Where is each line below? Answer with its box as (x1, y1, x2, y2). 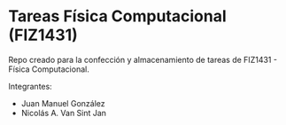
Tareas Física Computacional (8, 6, 227, 27)
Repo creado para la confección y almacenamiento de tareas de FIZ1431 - (8, 54, 278, 65)
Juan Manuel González (20, 98, 105, 108)
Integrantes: (8, 81, 52, 91)
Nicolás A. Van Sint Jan (20, 107, 107, 118)
